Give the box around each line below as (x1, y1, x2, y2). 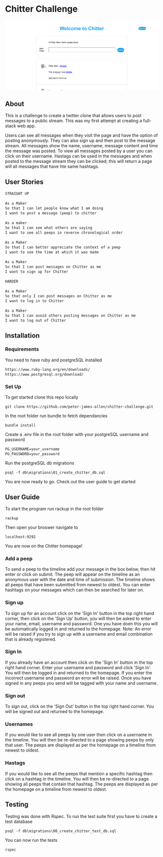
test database (5, 818, 33, 824)
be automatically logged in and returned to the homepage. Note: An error (5, 626, 152, 632)
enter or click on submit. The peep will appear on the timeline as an (5, 572, 140, 578)
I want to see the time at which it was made (5, 250, 99, 255)
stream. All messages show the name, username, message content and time (5, 143, 158, 149)
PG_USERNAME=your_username (5, 447, 60, 452)
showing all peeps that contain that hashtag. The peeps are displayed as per (5, 781, 158, 787)
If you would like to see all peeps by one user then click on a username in (5, 732, 152, 737)
